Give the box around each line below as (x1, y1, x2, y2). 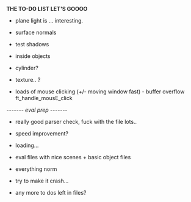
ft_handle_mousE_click (15, 95, 73, 101)
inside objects (15, 52, 51, 60)
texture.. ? (15, 76, 41, 83)
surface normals (15, 29, 57, 36)
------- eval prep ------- (6, 106, 68, 114)
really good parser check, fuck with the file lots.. (15, 118, 137, 125)
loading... (15, 142, 39, 149)
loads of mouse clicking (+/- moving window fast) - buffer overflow (15, 88, 185, 95)
